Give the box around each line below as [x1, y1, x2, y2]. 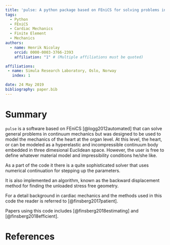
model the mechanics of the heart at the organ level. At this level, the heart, [5, 136, 162, 142]
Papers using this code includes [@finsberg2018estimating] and [5, 208, 139, 214]
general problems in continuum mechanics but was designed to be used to [5, 131, 161, 137]
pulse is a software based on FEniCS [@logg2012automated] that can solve [5, 125, 162, 132]
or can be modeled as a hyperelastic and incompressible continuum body [5, 141, 158, 147]
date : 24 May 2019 [5, 82, 44, 88]
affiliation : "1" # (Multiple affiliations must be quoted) [14, 54, 144, 60]
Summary [5, 108, 47, 120]
